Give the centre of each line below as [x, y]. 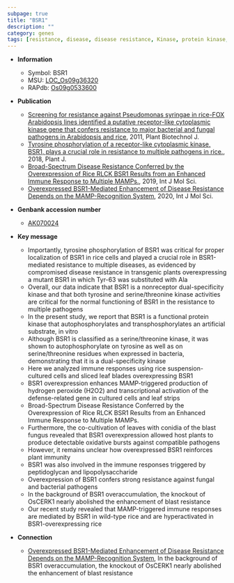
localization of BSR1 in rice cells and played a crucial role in [112, 258]
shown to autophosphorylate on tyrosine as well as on [105, 346]
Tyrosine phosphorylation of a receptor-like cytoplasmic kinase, [119, 144]
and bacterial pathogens [63, 487]
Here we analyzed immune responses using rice [97, 368]
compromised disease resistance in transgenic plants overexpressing [127, 272]
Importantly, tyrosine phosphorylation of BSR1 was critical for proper [126, 250]
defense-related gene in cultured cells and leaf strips [104, 398]
